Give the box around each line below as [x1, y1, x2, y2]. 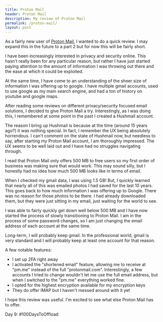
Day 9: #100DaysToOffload [5, 311, 59, 317]
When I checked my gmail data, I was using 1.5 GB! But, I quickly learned [5, 178, 150, 184]
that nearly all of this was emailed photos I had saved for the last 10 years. [5, 183, 153, 188]
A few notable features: [5, 247, 52, 253]
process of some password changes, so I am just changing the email [5, 218, 142, 224]
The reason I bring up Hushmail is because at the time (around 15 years [5, 122, 148, 129]
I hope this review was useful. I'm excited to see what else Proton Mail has [5, 297, 154, 303]
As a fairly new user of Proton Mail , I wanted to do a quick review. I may [5, 38, 148, 44]
